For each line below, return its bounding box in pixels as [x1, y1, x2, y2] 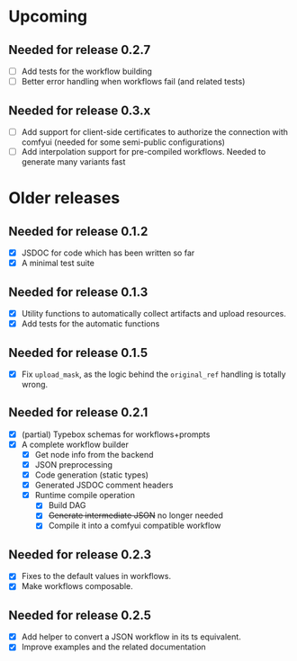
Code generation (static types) [34, 469, 149, 480]
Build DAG [48, 500, 86, 511]
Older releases [8, 188, 121, 209]
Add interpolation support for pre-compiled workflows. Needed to [21, 147, 266, 156]
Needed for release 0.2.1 [8, 405, 148, 420]
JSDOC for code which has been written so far [21, 247, 195, 258]
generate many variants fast [21, 156, 126, 167]
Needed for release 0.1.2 [8, 223, 148, 239]
